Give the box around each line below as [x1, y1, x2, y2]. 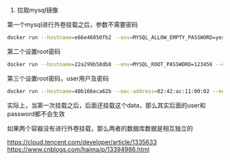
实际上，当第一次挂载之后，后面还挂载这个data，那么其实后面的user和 [7, 101, 207, 109]
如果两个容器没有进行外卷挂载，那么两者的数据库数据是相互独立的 [7, 124, 193, 132]
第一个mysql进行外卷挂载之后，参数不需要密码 [7, 21, 138, 29]
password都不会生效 [7, 109, 65, 118]
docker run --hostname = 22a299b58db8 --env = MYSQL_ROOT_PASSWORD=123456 [7, 61, 213, 68]
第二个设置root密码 [7, 47, 61, 55]
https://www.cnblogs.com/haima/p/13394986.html [7, 145, 150, 153]
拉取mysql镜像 [16, 6, 59, 14]
